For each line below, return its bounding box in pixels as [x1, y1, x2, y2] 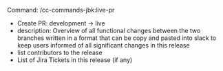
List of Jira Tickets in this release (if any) [17, 56, 133, 64]
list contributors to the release [17, 48, 103, 57]
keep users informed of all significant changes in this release [17, 41, 191, 49]
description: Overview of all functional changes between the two [17, 27, 201, 34]
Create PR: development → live [17, 19, 105, 27]
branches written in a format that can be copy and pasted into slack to [17, 34, 217, 42]
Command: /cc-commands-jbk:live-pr [7, 6, 115, 14]
